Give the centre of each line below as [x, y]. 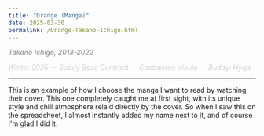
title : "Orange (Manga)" [49, 15]
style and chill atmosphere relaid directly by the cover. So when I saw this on [132, 107]
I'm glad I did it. [33, 123]
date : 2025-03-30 [37, 23]
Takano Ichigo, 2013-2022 [51, 53]
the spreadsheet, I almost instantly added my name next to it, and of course [130, 116]
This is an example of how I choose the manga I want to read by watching [127, 90]
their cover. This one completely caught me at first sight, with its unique [124, 98]
